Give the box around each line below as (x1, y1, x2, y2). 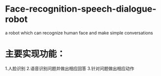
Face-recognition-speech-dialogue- (5, 3, 157, 15)
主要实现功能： (5, 49, 66, 59)
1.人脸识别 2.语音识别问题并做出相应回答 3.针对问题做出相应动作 (5, 65, 134, 71)
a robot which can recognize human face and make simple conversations (5, 30, 153, 36)
